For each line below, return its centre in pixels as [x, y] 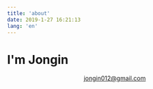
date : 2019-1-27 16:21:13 [44, 20]
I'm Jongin [38, 59]
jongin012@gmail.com [115, 78]
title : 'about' [29, 13]
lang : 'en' [23, 26]
